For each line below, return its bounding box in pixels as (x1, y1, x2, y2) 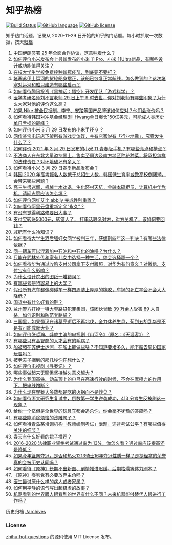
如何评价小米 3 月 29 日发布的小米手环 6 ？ (13, 126, 104, 133)
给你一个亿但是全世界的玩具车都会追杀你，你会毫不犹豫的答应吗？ (13, 408, 153, 414)
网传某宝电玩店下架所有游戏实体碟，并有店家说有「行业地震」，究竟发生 (13, 133, 164, 139)
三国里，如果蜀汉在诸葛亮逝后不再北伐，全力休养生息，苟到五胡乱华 (13, 318, 157, 324)
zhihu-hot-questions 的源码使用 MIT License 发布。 (6, 534, 115, 540)
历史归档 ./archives (6, 508, 46, 514)
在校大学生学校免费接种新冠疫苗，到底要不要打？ (13, 69, 117, 75)
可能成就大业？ (22, 324, 54, 331)
